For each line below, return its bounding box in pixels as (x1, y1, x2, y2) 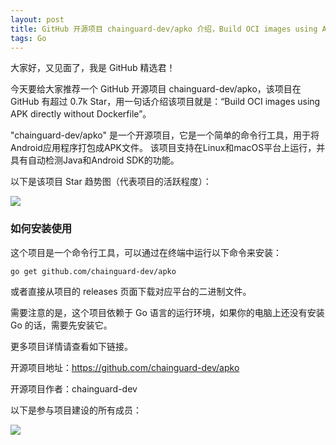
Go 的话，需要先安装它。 (10, 319, 113, 331)
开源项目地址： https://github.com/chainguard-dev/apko (10, 361, 240, 373)
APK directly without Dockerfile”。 (10, 108, 152, 120)
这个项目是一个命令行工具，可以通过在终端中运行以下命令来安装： (10, 246, 282, 258)
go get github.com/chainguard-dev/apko (10, 266, 177, 276)
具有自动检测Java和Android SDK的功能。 (10, 154, 180, 166)
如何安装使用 (10, 222, 73, 236)
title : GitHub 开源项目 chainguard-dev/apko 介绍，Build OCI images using (10, 24, 318, 34)
